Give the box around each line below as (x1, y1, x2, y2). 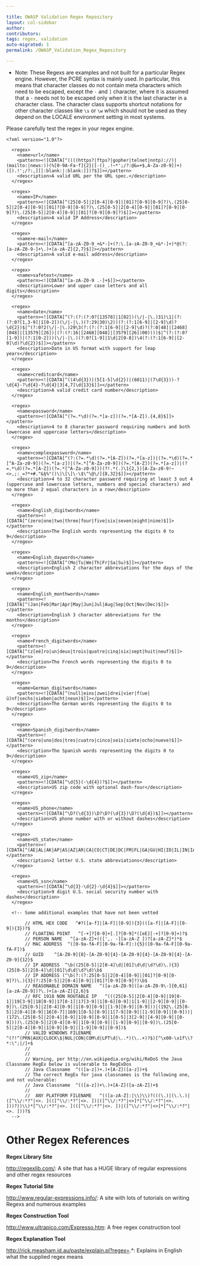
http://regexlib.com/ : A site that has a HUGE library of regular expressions (6, 1164, 187, 1172)
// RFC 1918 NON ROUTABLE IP (24, 993, 97, 999)
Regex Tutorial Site (6, 1182, 54, 1190)
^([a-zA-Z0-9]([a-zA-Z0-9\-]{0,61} (99, 983, 187, 989)
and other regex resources (6, 1171, 71, 1178)
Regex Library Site (6, 1153, 52, 1160)
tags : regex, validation (6, 36, 68, 42)
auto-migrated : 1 (6, 42, 49, 48)
